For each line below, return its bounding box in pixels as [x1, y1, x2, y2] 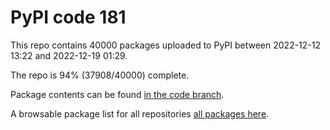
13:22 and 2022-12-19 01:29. [10, 49, 128, 61]
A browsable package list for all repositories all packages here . [10, 107, 270, 120]
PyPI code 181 [10, 6, 127, 29]
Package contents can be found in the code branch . [10, 88, 225, 100]
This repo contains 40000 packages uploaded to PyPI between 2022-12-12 [10, 39, 322, 51]
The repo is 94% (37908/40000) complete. [10, 69, 190, 81]
